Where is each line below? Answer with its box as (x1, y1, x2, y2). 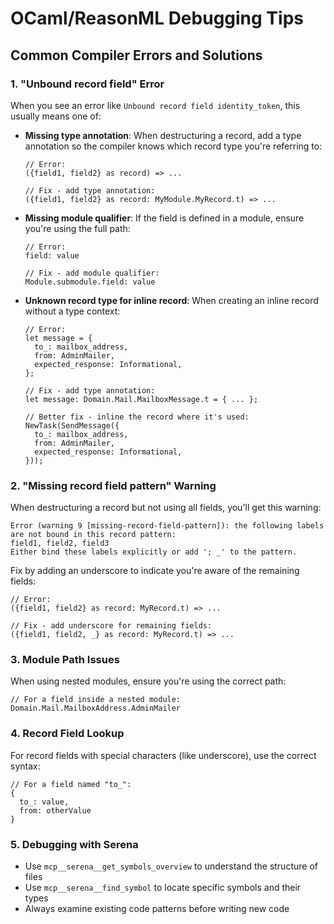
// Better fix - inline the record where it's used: (24, 412, 250, 422)
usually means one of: (10, 110, 102, 122)
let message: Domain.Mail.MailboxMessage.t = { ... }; (24, 394, 259, 404)
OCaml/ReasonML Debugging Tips (10, 7, 304, 30)
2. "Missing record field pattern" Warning (10, 478, 217, 492)
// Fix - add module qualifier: (24, 268, 160, 278)
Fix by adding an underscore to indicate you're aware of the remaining (10, 565, 300, 577)
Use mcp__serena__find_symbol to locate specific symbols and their (24, 882, 302, 894)
